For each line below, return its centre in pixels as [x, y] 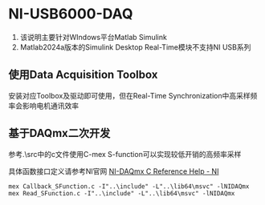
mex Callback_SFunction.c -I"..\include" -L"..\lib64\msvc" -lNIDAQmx [129, 186]
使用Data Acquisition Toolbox [83, 75]
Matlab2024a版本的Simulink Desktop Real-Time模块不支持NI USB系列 [135, 47]
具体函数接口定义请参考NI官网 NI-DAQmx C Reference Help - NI [114, 171]
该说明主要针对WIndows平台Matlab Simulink [93, 37]
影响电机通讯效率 [50, 106]
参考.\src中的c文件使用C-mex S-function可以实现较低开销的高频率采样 [125, 154]
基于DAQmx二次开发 [59, 133]
